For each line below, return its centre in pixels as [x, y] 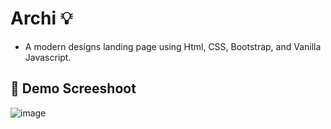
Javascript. [48, 57]
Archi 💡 [41, 18]
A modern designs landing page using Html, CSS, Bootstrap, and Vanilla [173, 46]
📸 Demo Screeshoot [73, 88]
